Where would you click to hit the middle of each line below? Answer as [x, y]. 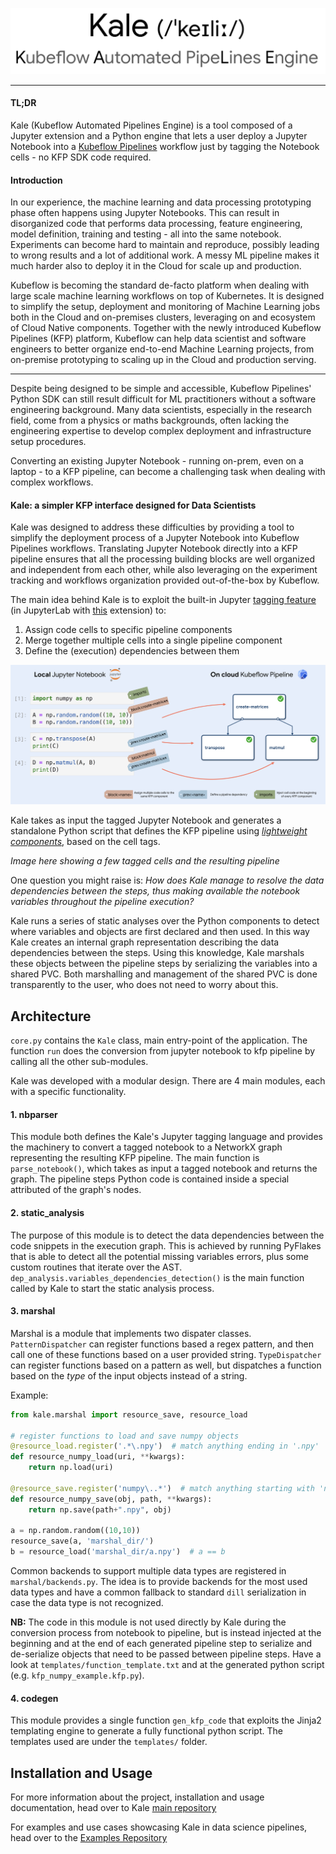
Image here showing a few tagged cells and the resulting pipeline [145, 861]
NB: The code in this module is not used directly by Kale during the [148, 1622]
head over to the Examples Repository [89, 1838]
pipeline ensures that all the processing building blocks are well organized [163, 559]
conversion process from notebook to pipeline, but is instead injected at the [166, 1633]
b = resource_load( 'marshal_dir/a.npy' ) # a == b [118, 1552]
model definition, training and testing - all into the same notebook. [146, 234]
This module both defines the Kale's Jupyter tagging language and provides [166, 1137]
